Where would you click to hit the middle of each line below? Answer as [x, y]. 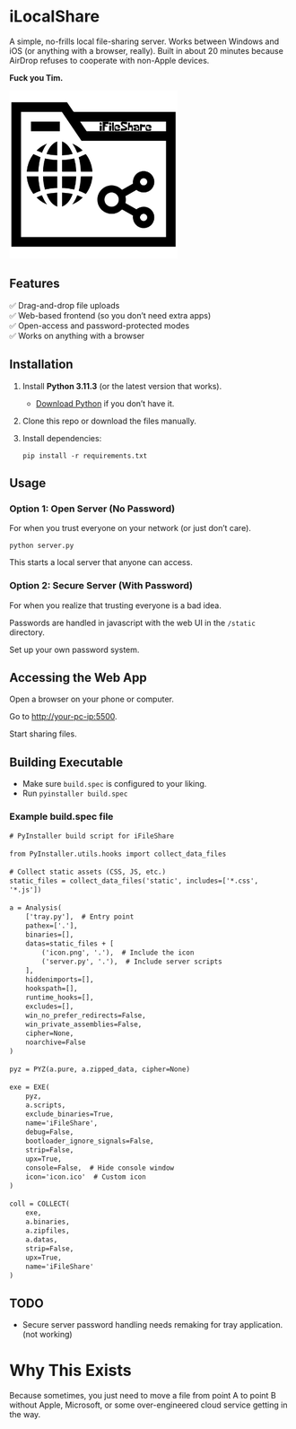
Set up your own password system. [74, 649]
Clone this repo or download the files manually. [109, 421]
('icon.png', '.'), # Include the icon [118, 953]
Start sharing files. [44, 734]
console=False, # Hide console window [100, 1168]
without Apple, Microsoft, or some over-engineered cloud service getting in [148, 1405]
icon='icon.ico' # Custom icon [86, 1177]
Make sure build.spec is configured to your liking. [114, 784]
